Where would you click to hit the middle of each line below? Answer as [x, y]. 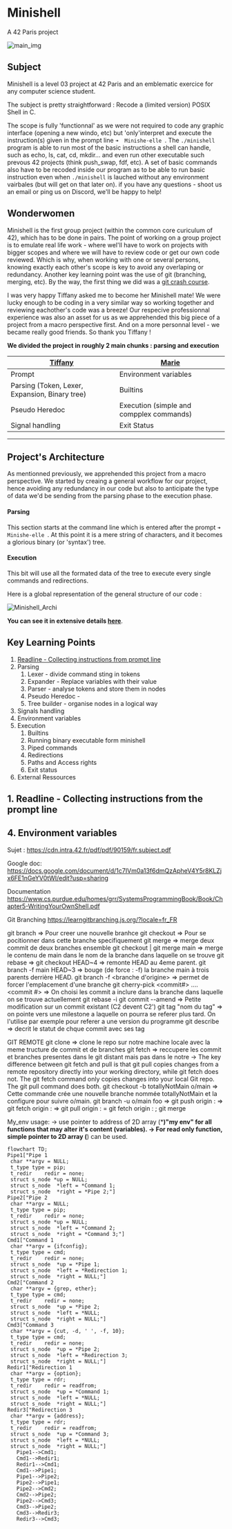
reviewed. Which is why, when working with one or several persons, [104, 259]
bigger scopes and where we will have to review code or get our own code [113, 252]
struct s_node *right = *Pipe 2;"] [63, 1192]
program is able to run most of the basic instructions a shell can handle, [109, 148]
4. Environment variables [62, 833]
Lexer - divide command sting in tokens [84, 674]
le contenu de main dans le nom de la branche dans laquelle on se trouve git [116, 955]
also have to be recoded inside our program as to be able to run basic [106, 169]
